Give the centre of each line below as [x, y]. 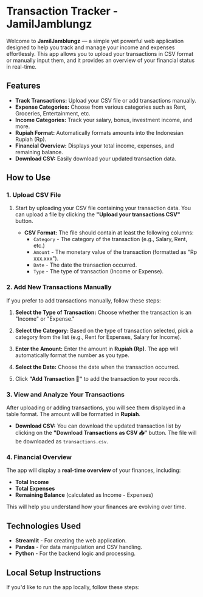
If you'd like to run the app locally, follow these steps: [73, 587]
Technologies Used [43, 526]
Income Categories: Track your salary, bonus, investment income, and [104, 120]
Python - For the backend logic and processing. [75, 553]
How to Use [29, 178]
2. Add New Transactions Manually [59, 287]
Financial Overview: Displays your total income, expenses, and [95, 145]
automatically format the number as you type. [72, 355]
